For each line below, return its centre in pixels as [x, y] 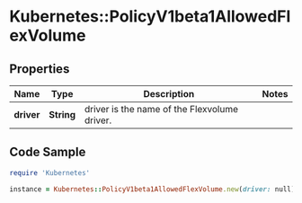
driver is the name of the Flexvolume [161, 109]
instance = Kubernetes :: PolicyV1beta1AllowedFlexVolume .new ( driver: [140, 189]
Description [169, 94]
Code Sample [48, 152]
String [62, 115]
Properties [40, 69]
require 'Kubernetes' [50, 172]
